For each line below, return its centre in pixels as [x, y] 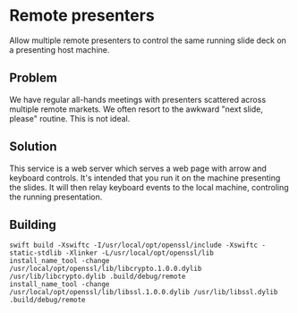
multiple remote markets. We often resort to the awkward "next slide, [136, 109]
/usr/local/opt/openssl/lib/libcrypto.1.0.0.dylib [106, 269]
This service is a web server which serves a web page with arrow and [138, 168]
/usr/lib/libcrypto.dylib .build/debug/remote [98, 277]
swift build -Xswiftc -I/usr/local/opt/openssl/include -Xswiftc [133, 245]
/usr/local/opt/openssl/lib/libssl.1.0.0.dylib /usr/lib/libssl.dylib [144, 292]
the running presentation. [56, 197]
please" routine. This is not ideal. [70, 118]
